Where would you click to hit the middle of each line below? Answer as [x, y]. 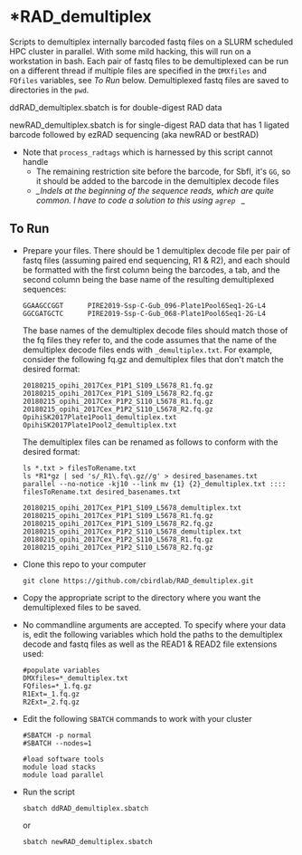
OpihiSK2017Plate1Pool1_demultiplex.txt [99, 417]
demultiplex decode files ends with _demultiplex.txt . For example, [147, 350]
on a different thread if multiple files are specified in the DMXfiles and [138, 71]
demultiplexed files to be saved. [82, 607]
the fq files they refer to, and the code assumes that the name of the [150, 340]
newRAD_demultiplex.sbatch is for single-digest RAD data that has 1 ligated [149, 125]
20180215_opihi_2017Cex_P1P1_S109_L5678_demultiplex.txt [132, 508]
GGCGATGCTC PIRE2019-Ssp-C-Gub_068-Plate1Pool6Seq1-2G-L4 [144, 313]
